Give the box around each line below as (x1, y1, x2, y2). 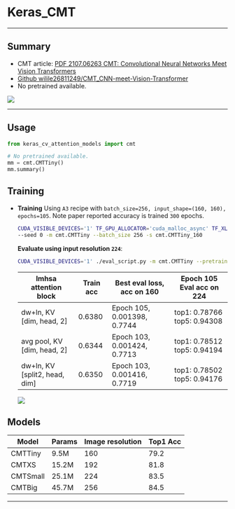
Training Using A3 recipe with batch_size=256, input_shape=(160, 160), (17, 204, 227, 212)
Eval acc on (179, 282, 219, 292)
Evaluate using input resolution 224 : (17, 244, 123, 252)
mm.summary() (7, 166, 45, 173)
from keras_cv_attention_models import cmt (7, 140, 136, 147)
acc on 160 (120, 287, 159, 297)
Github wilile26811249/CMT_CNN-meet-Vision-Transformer (17, 74, 189, 83)
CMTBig (10, 483, 38, 493)
